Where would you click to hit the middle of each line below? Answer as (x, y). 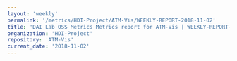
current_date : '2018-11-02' (49, 46)
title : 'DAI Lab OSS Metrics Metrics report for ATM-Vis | (96, 27)
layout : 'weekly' (33, 14)
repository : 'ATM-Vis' (41, 40)
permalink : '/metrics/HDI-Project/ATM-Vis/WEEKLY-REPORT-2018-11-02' (112, 20)
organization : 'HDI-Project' (50, 33)
